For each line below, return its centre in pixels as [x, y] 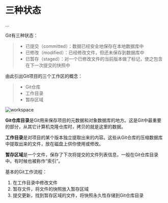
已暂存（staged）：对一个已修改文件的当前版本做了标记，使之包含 [94, 59]
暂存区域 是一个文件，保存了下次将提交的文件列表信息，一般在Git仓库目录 [82, 154]
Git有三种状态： [22, 35]
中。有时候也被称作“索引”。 [34, 161]
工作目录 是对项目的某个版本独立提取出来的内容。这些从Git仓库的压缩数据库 [84, 137]
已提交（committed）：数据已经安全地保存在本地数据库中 [85, 46]
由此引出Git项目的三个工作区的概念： [44, 76]
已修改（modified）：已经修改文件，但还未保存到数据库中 [85, 52]
